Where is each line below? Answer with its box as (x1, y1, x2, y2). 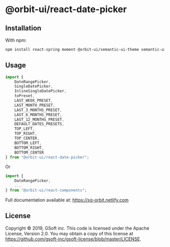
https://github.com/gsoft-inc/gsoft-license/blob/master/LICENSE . (5, 236, 142, 242)
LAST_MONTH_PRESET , (14, 102, 56, 108)
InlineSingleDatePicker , (14, 89, 67, 94)
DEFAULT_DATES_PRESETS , (14, 122, 65, 127)
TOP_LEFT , (14, 126, 35, 131)
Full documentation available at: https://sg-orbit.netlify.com (5, 197, 129, 203)
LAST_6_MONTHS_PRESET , (14, 112, 62, 117)
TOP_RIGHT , (14, 131, 37, 136)
